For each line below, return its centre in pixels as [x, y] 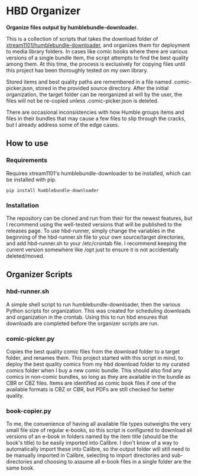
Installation [23, 205]
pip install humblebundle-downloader [53, 190]
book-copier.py [29, 411]
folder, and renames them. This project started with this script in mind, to [95, 357]
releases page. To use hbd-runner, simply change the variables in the [91, 231]
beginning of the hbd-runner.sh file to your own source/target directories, [95, 237]
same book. [20, 468]
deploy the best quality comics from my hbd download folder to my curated [98, 364]
